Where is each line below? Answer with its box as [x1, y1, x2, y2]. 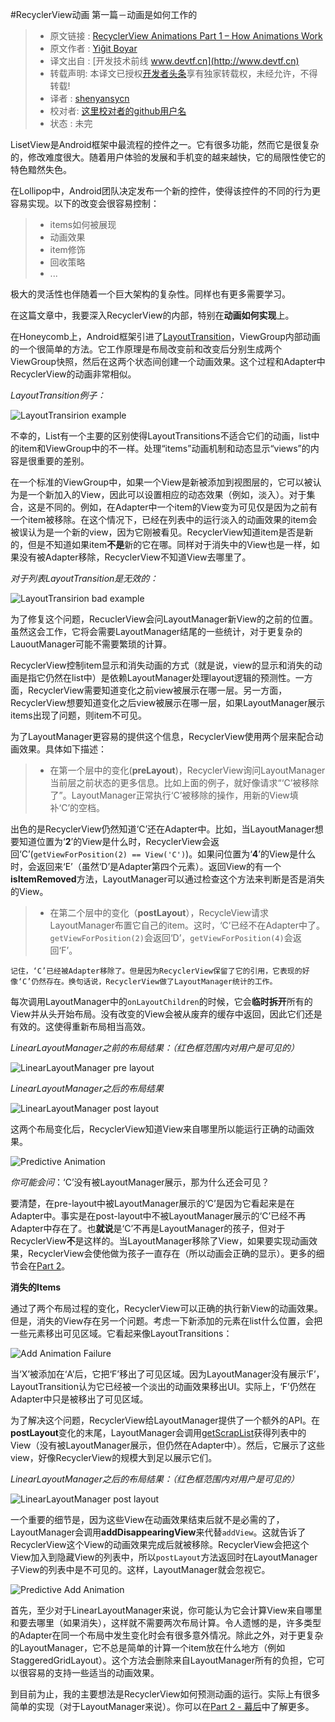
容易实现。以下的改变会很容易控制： [10, 198, 160, 209]
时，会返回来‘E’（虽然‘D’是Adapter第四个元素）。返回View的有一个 [10, 861, 282, 872]
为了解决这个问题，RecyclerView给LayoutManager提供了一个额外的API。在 [10, 1414, 320, 1426]
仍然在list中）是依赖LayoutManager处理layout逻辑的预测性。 [44, 672, 296, 683]
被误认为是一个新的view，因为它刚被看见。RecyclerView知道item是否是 [10, 526, 305, 538]
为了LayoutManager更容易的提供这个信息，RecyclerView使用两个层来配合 [10, 731, 315, 742]
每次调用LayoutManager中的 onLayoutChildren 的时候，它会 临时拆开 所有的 [10, 996, 313, 1007]
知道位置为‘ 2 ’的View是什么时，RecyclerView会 [18, 836, 212, 847]
